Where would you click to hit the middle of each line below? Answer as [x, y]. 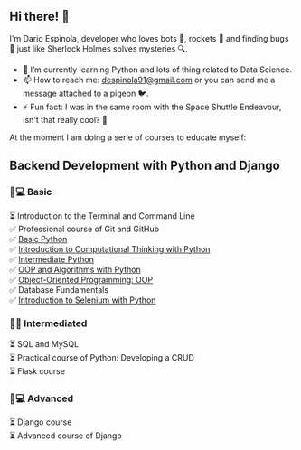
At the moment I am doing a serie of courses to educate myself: [128, 137]
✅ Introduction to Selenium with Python [83, 300]
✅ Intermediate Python [52, 259]
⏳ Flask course [38, 370]
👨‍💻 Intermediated [48, 323]
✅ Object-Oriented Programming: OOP [81, 279]
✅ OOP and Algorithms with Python [75, 269]
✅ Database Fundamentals [59, 289]
